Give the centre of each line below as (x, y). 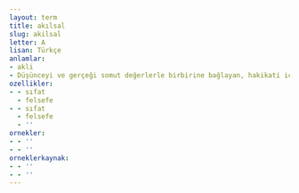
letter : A (28, 42)
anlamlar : (28, 59)
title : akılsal (37, 26)
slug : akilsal (36, 34)
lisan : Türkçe (36, 51)
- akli (21, 68)
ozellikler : (31, 84)
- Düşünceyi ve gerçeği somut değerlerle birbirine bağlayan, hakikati (145, 76)
